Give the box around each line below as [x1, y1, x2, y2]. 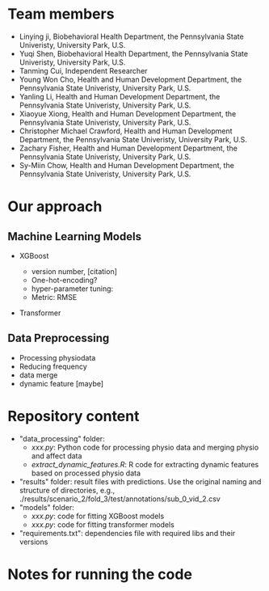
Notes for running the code [7, 565, 193, 583]
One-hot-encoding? [31, 275, 98, 285]
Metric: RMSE [31, 292, 78, 302]
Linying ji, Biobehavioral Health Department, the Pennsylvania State [19, 32, 244, 41]
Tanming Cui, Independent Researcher [19, 65, 148, 75]
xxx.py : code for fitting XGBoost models [31, 511, 165, 521]
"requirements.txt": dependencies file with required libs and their [19, 528, 236, 538]
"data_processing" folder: [19, 433, 106, 443]
